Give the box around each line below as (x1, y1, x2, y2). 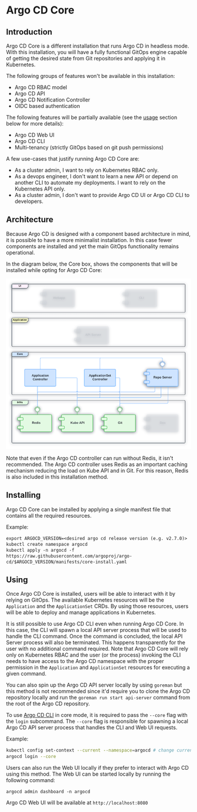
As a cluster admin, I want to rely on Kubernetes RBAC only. (14, 167, 159, 174)
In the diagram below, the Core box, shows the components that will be (6, 260, 178, 267)
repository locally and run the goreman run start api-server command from (6, 694, 191, 701)
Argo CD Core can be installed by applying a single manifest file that (6, 505, 171, 513)
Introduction (6, 27, 53, 37)
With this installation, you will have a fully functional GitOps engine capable (6, 49, 188, 56)
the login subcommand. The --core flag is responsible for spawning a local (6, 718, 189, 725)
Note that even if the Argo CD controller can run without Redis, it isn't (6, 454, 174, 461)
